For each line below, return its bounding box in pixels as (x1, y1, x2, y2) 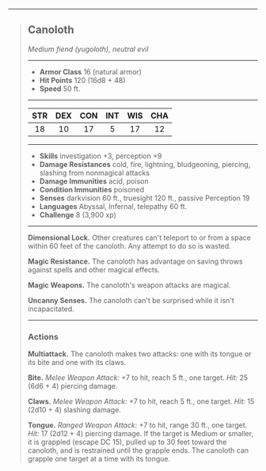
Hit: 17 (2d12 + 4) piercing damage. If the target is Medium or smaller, (27, 429, 254, 439)
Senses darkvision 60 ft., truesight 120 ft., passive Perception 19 (39, 193, 250, 203)
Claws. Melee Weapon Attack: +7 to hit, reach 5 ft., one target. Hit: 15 (27, 397, 255, 406)
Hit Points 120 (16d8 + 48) (39, 75, 126, 85)
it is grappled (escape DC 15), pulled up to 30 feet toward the (27, 437, 227, 447)
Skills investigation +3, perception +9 (39, 151, 162, 161)
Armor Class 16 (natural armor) (39, 66, 142, 76)
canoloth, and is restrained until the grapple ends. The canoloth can (27, 446, 249, 455)
